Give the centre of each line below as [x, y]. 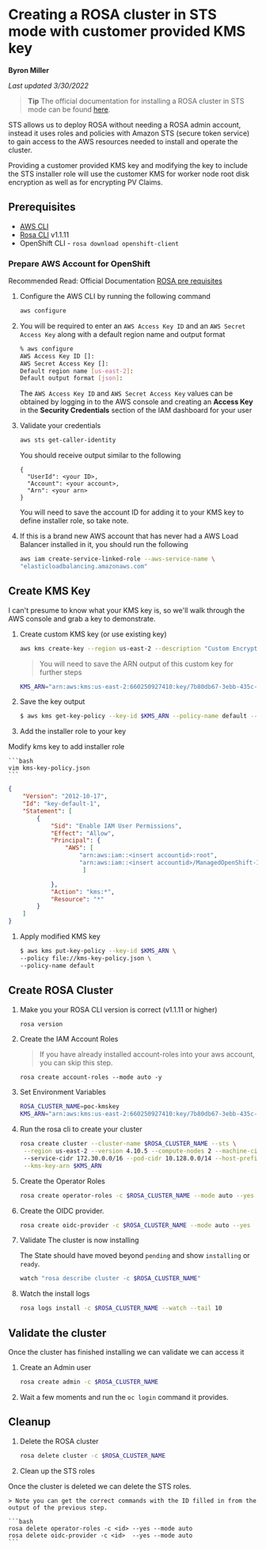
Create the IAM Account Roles [69, 1039]
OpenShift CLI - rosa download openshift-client [99, 243]
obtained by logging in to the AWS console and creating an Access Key [136, 402]
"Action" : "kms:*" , [82, 892]
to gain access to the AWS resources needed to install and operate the [123, 141]
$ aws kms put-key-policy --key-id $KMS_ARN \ [98, 951]
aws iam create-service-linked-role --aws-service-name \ [117, 559]
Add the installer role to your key [73, 732]
